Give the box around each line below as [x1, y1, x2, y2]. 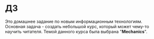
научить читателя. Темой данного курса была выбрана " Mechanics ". [5, 29, 148, 34]
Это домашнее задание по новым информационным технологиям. [5, 19, 142, 24]
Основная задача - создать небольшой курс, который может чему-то [5, 23, 150, 29]
